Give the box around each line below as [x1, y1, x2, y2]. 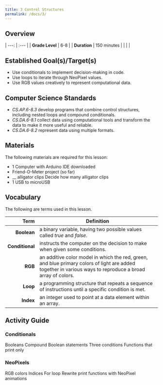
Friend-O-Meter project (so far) [12, 168, 75, 175]
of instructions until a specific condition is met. [39, 286, 146, 293]
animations [5, 375, 27, 381]
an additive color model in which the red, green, [39, 253, 148, 260]
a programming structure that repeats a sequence [39, 280, 153, 286]
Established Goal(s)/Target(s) [5, 56, 97, 65]
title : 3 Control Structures [5, 7, 64, 12]
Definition [85, 218, 109, 224]
